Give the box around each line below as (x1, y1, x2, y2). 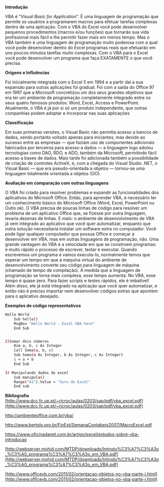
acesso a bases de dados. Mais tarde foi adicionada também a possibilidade (5, 155, 159, 161)
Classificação (5, 120, 34, 125)
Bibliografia (5, 393, 29, 399)
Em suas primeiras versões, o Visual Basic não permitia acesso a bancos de (5, 129, 158, 135)
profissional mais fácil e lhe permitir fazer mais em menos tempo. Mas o (5, 34, 150, 40)
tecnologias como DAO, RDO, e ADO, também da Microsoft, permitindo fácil (5, 150, 157, 156)
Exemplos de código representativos (5, 303, 82, 308)
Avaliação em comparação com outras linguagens (5, 180, 109, 186)
